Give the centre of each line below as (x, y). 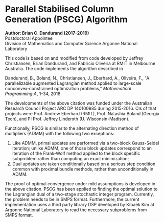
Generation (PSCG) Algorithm (66, 19)
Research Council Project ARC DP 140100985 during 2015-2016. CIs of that (81, 108)
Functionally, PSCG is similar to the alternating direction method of (72, 128)
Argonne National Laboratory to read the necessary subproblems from (76, 210)
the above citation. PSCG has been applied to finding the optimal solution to (81, 189)
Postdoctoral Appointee (29, 38)
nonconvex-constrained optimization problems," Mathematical (68, 88)
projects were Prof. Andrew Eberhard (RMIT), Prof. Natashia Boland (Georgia (82, 113)
